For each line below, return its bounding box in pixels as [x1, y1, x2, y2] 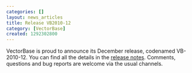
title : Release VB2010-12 [6, 20, 71, 26]
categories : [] [6, 8, 44, 15]
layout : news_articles [6, 14, 63, 20]
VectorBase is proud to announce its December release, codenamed [6, 47, 176, 54]
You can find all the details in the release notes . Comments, [29, 54, 176, 61]
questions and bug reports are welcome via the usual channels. [6, 60, 163, 68]
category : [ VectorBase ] [6, 25, 66, 32]
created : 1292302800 [6, 31, 58, 37]
